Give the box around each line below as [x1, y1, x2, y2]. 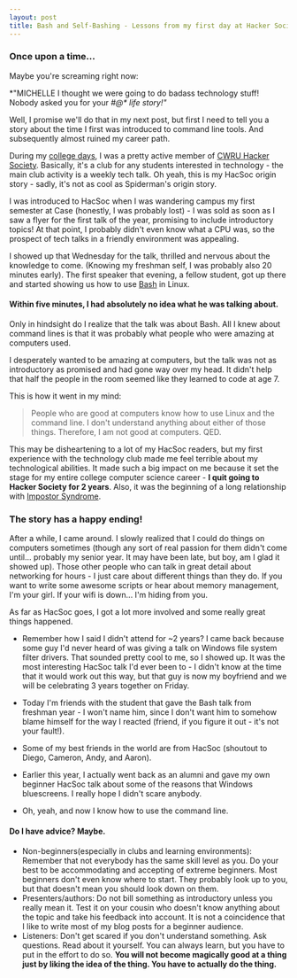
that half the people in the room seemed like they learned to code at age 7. [9, 374, 280, 384]
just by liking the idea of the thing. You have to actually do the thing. [21, 959, 277, 969]
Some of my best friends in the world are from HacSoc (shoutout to [21, 743, 268, 754]
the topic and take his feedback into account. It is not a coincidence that [21, 912, 286, 922]
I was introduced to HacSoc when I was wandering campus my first [9, 196, 255, 206]
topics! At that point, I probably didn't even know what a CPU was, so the [9, 223, 276, 235]
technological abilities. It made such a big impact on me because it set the [9, 462, 279, 473]
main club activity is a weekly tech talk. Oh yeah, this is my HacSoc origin [9, 169, 277, 180]
